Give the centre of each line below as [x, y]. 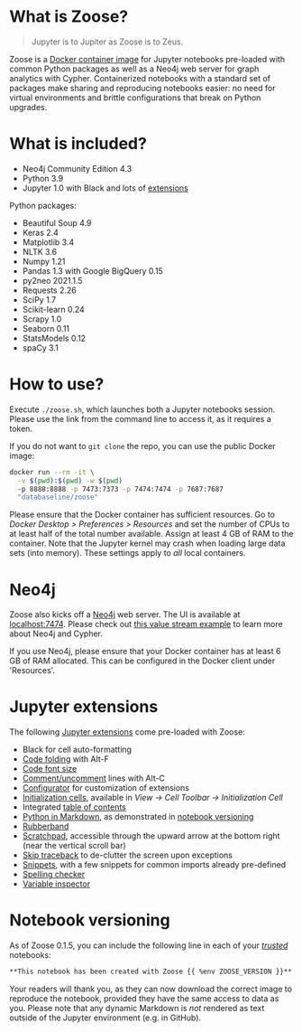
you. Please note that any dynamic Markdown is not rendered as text [137, 1008]
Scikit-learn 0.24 [54, 309]
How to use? [57, 385]
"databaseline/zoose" [58, 497]
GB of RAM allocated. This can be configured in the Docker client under [142, 661]
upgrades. [28, 107]
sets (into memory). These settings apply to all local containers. [128, 553]
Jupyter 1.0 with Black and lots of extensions [105, 188]
